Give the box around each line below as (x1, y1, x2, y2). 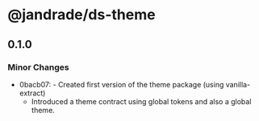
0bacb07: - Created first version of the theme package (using (19, 79, 224, 89)
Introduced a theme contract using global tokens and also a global (31, 96, 252, 106)
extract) (19, 88, 46, 98)
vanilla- (225, 79, 251, 89)
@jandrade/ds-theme (7, 6, 156, 24)
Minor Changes (7, 62, 69, 73)
